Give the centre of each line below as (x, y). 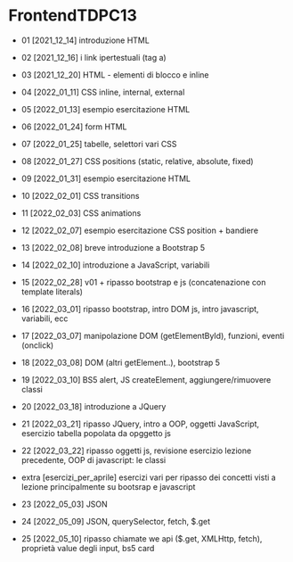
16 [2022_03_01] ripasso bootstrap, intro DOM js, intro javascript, (140, 309)
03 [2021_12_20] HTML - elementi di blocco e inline (115, 74)
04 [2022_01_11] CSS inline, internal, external (103, 92)
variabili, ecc (45, 318)
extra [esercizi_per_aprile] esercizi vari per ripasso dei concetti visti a (149, 477)
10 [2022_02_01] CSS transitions (80, 195)
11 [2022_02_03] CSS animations (81, 213)
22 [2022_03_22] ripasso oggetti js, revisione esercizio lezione (136, 450)
